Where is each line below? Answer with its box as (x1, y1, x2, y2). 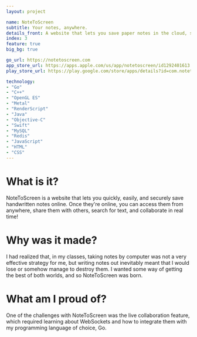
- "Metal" (6, 100, 30, 106)
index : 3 (6, 36, 28, 42)
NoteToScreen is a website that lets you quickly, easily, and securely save (6, 194, 184, 201)
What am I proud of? (6, 292, 107, 305)
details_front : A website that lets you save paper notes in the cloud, (6, 30, 188, 36)
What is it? (6, 174, 59, 188)
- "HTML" (6, 144, 28, 150)
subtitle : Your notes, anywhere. (6, 25, 88, 31)
